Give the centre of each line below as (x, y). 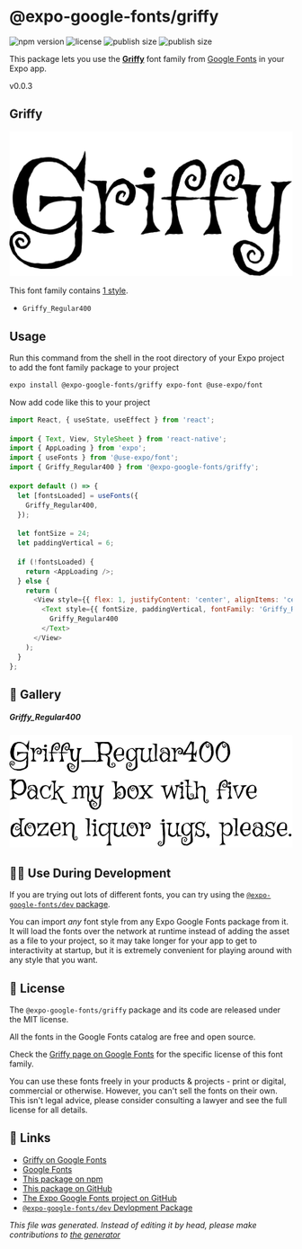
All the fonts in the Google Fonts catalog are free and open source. (133, 1037)
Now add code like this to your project (80, 402)
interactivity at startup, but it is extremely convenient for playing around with (151, 950)
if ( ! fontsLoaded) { (56, 562)
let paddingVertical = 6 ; (66, 543)
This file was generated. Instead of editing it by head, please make (133, 1225)
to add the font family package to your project (94, 367)
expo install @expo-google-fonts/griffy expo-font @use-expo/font (136, 385)
